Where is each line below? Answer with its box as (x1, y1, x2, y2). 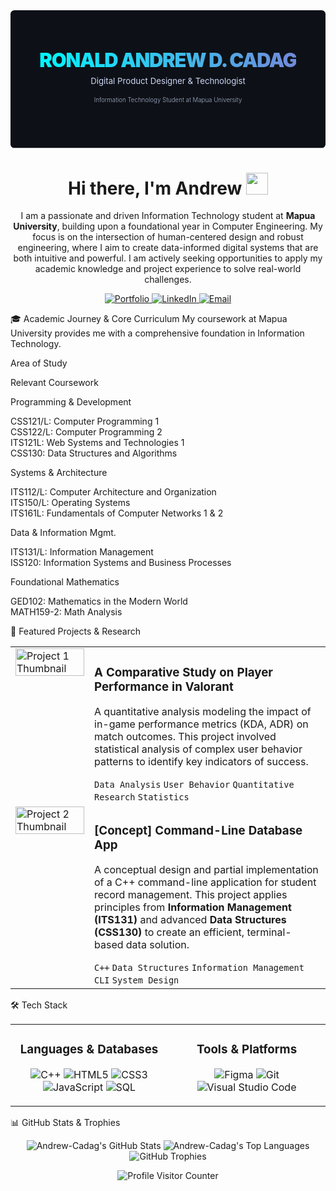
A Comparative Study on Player (94, 664, 273, 680)
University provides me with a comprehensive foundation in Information (10, 327, 305, 339)
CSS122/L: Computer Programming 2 (10, 426, 163, 438)
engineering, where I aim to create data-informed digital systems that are (17, 242, 319, 254)
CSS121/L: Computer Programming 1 (10, 415, 160, 428)
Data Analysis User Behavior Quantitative (94, 779, 295, 791)
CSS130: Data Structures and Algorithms (10, 447, 178, 459)
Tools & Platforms (196, 1042, 298, 1058)
